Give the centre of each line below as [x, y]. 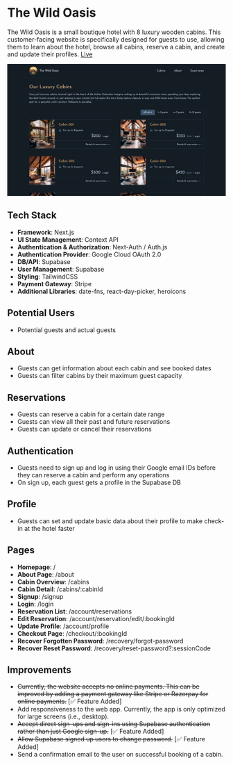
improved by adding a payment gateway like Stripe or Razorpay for [113, 694]
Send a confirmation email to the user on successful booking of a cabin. [120, 755]
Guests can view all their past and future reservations [94, 422]
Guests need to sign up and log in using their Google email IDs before [116, 468]
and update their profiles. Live [50, 54]
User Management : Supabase [61, 269]
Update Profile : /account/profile [63, 626]
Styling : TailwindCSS [48, 277]
